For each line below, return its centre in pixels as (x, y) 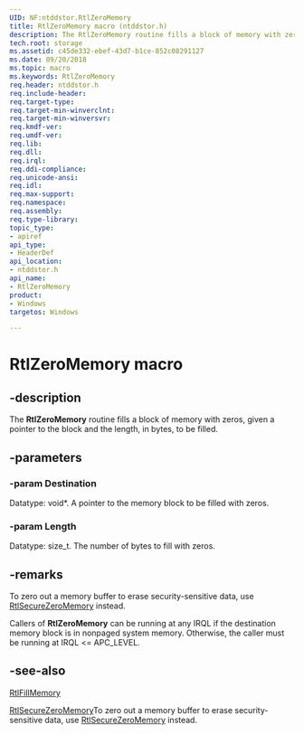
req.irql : (28, 160)
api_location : (36, 262)
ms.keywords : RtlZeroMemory (62, 77)
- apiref (26, 236)
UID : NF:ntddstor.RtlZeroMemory (70, 18)
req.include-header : (48, 93)
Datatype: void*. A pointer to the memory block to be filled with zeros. (139, 503)
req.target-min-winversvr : (60, 118)
